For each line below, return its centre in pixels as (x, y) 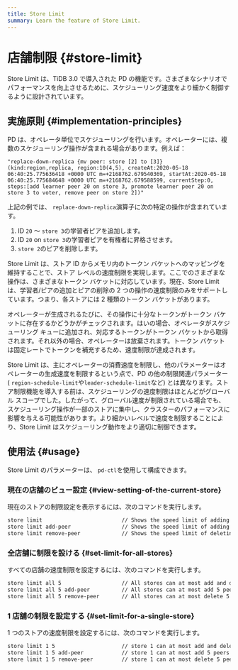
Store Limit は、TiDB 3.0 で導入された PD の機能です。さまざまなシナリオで (118, 79)
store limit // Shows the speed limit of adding (119, 520)
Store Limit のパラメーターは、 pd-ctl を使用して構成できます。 (99, 470)
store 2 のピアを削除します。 (59, 248)
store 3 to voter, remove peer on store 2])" (75, 193)
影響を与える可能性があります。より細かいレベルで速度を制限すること (109, 418)
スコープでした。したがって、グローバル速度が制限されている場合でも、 (120, 400)
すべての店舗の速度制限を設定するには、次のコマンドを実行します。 (106, 570)
